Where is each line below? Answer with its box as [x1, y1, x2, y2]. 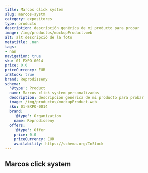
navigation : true [5, 53, 41, 59]
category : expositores [5, 16, 52, 21]
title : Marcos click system [5, 7, 64, 12]
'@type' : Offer [14, 127, 46, 132]
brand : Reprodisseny [5, 77, 48, 82]
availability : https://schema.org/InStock [14, 141, 104, 147]
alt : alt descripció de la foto [5, 35, 72, 40]
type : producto [5, 21, 37, 26]
